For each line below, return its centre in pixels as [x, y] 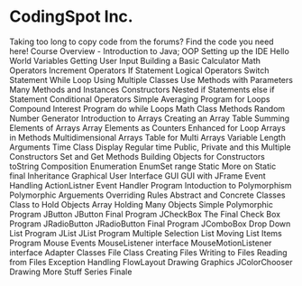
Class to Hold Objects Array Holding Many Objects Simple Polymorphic [141, 204]
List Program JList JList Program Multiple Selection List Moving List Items [146, 233]
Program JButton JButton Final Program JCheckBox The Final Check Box [145, 214]
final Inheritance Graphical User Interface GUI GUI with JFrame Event [137, 175]
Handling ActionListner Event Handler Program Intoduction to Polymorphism [151, 185]
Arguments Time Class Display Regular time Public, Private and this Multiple [150, 147]
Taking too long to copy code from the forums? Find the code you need [142, 42]
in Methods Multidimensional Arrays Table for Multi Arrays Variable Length [147, 137]
